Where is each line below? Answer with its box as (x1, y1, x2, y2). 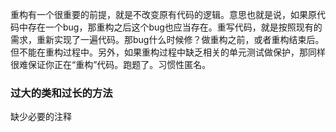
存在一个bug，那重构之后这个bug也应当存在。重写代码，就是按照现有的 (27, 21, 323, 33)
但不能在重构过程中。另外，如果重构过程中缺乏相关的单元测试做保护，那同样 (10, 46, 326, 58)
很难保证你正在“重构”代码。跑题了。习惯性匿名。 (10, 59, 212, 70)
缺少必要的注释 (10, 111, 72, 123)
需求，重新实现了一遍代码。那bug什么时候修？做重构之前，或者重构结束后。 (10, 34, 325, 45)
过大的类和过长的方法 (10, 86, 113, 100)
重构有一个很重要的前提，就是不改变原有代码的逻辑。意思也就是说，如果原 (10, 9, 317, 20)
